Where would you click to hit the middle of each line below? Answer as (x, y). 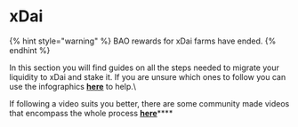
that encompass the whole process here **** (91, 113)
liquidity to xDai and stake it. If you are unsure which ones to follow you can (148, 76)
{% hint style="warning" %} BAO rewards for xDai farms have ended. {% (143, 41)
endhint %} (30, 50)
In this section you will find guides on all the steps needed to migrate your (145, 67)
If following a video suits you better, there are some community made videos (149, 103)
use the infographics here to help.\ (72, 86)
